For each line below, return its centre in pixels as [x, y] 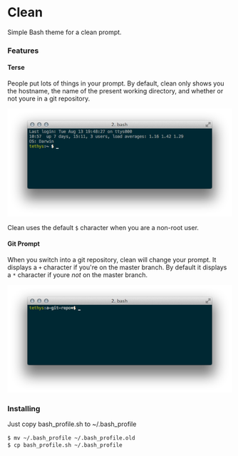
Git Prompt [24, 244]
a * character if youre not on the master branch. [78, 275]
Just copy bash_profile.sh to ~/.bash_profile [72, 424]
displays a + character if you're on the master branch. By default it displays [117, 267]
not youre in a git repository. [49, 99]
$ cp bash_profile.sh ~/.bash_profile [65, 445]
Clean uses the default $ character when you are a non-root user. [103, 227]
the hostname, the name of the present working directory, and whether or [115, 91]
